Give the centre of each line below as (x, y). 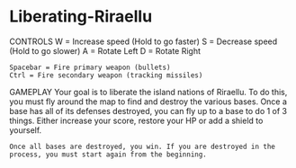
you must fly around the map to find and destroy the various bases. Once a (148, 102)
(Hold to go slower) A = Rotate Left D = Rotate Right (105, 50)
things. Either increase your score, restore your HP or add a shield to (136, 120)
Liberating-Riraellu (81, 17)
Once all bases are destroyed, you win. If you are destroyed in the (143, 146)
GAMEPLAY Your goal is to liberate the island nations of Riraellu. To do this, (148, 92)
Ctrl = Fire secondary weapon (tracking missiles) (106, 75)
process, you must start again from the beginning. (108, 155)
